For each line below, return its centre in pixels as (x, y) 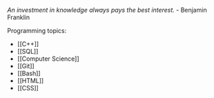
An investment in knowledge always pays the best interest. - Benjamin (107, 10)
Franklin (18, 17)
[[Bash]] (29, 73)
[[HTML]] (30, 81)
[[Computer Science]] (48, 59)
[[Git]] (26, 66)
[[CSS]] (28, 88)
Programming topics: (37, 31)
